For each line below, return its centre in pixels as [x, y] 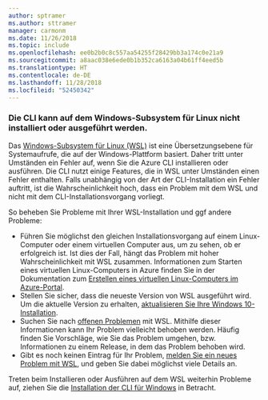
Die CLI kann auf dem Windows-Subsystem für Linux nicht [124, 118]
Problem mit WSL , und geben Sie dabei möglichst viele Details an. [128, 363]
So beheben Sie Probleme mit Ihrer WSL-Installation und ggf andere [120, 212]
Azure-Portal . [42, 287]
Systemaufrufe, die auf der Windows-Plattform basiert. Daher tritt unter [126, 154]
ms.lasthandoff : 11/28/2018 [55, 82]
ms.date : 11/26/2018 [43, 38]
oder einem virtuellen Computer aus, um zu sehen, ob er [148, 244]
